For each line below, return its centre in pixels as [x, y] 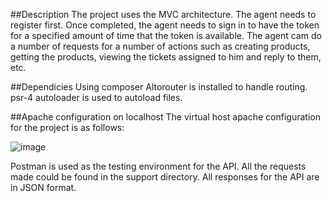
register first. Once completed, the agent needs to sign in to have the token [165, 25]
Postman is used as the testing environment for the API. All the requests [158, 166]
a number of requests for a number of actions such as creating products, [160, 46]
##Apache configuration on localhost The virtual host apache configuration [165, 117]
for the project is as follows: [67, 127]
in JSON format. [43, 187]
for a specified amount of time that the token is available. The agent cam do [166, 35]
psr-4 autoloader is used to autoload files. [96, 97]
